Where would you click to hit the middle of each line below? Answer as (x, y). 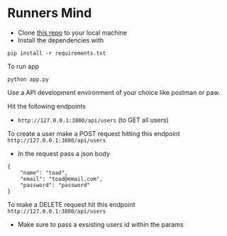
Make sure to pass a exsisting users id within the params (100, 224)
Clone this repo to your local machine (72, 33)
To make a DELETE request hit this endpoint (72, 204)
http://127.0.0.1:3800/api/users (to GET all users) (93, 120)
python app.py (28, 79)
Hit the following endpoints (47, 106)
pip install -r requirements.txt (57, 53)
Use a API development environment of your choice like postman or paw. (114, 92)
